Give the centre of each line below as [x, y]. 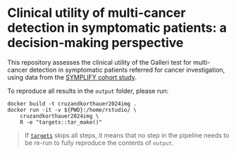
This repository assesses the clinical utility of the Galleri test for [100, 62]
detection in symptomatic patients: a [117, 28]
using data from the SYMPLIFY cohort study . [72, 77]
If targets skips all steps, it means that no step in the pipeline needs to [127, 135]
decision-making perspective [95, 43]
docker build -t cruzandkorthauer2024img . [72, 103]
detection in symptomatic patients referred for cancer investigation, [127, 70]
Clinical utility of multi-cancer [97, 13]
